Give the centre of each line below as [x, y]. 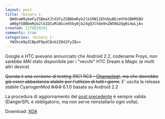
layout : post [19, 10]
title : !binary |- [24, 14]
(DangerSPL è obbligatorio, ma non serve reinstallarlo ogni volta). [72, 102]
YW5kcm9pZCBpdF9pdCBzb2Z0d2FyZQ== [45, 42]
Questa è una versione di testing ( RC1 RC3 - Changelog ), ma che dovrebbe [82, 76]
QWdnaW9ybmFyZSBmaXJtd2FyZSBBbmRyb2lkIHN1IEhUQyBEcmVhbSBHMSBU [76, 19]
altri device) [17, 66]
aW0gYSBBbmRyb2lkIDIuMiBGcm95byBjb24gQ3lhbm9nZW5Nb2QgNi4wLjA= [76, 24]
